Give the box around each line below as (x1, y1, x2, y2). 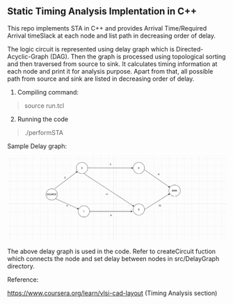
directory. (7, 262, 35, 271)
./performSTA (24, 128, 64, 136)
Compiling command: (17, 88, 79, 96)
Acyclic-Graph (7, 52, 49, 61)
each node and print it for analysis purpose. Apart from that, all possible (7, 67, 214, 75)
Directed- (176, 45, 204, 53)
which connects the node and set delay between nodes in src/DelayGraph (7, 255, 220, 263)
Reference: (7, 275, 39, 284)
